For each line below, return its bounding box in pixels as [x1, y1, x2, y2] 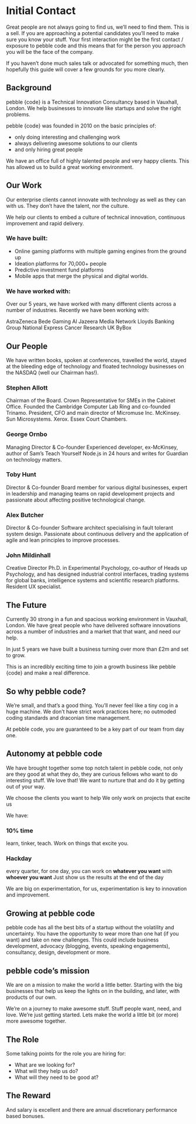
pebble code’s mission [6, 965, 90, 975]
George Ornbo [6, 430, 48, 438]
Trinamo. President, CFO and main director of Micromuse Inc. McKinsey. [6, 410, 181, 417]
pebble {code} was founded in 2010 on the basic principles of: [6, 122, 157, 129]
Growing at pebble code [6, 908, 95, 918]
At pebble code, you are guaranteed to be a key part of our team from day [6, 726, 184, 733]
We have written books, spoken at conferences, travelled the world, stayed [6, 356, 187, 363]
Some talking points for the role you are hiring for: [6, 1050, 126, 1057]
